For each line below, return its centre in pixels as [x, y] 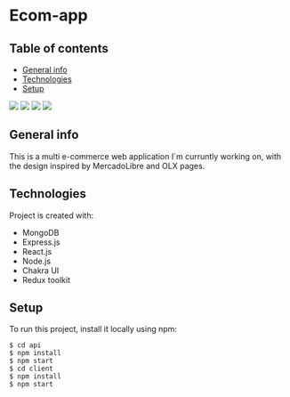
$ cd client [31, 369]
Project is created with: [52, 215]
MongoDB [40, 232]
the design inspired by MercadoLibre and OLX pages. [107, 166]
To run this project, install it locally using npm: [93, 329]
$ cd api [25, 345]
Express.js [41, 242]
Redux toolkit [46, 280]
